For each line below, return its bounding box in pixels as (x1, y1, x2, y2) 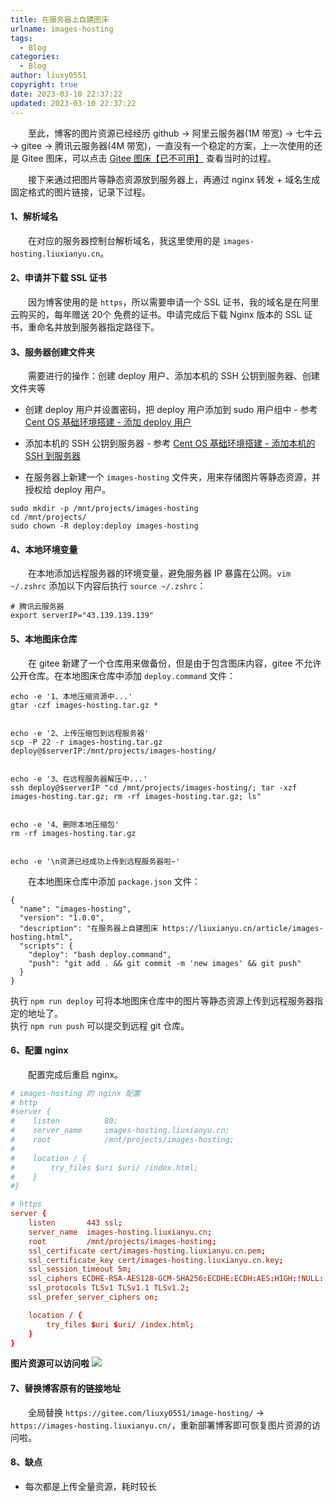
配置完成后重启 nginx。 (28, 1068, 124, 1080)
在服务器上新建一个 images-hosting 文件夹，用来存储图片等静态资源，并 (24, 471, 321, 483)
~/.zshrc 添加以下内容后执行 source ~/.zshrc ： (10, 580, 207, 592)
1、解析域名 (10, 211, 59, 223)
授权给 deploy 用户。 (24, 484, 112, 496)
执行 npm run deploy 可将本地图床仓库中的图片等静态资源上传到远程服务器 (10, 994, 315, 1006)
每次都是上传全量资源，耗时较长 (24, 1480, 157, 1492)
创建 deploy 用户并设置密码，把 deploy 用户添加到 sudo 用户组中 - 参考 (24, 404, 318, 416)
